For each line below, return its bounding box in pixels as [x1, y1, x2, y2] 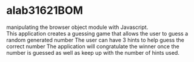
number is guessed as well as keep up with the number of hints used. [6, 49, 180, 56]
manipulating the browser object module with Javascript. [6, 23, 149, 31]
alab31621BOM [6, 4, 83, 17]
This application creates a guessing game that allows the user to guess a [6, 29, 189, 37]
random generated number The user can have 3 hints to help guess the [6, 36, 185, 43]
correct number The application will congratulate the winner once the [6, 43, 180, 50]
